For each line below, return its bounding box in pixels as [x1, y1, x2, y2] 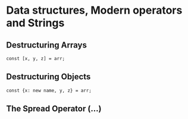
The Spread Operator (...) [6, 104, 102, 114]
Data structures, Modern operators [6, 4, 183, 17]
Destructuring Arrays [6, 40, 87, 50]
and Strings [6, 16, 65, 30]
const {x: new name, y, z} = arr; [6, 87, 92, 93]
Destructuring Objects [6, 72, 91, 82]
